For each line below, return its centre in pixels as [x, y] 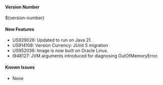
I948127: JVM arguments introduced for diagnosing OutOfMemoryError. [85, 56]
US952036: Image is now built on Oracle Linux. [60, 51]
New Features [20, 29]
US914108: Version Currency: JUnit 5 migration [60, 45]
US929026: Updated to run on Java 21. [52, 40]
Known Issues [20, 67]
